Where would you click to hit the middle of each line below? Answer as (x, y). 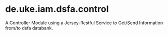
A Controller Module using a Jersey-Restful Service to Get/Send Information (84, 23)
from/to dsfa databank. (29, 28)
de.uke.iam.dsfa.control (57, 9)
